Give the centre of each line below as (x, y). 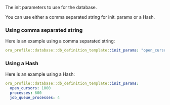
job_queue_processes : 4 (35, 98)
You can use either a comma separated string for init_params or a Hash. (80, 17)
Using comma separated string (44, 30)
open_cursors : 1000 (30, 88)
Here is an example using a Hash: (40, 74)
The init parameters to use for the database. (51, 7)
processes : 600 (26, 93)
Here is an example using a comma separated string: (60, 41)
